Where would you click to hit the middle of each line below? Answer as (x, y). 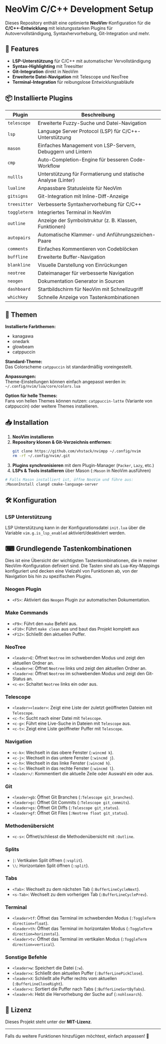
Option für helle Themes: (31, 396)
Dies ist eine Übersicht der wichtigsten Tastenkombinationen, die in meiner (81, 561)
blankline (19, 265)
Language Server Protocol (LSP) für (79, 131)
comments (18, 249)
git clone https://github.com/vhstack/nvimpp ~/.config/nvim (77, 451)
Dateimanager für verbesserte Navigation (86, 273)
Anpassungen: (21, 377)
